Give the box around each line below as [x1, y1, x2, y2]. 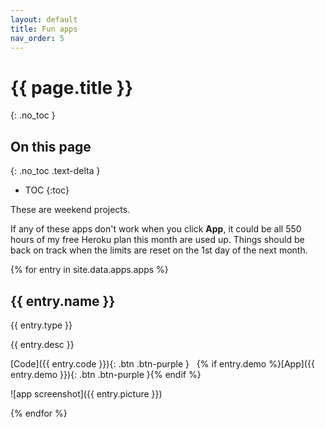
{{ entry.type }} [10, 319, 73, 331]
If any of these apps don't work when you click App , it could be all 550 [10, 223, 302, 235]
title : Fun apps [10, 24, 78, 34]
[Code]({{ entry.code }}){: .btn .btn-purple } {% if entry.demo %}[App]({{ [10, 357, 315, 370]
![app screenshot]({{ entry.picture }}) [10, 387, 163, 400]
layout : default [10, 14, 78, 25]
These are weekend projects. [10, 204, 131, 216]
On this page [10, 138, 92, 155]
